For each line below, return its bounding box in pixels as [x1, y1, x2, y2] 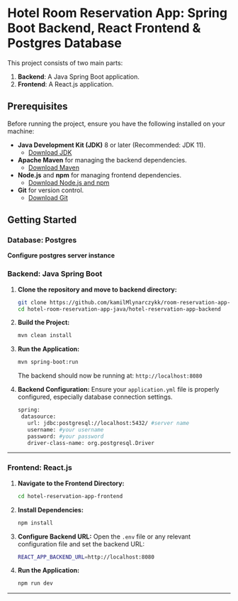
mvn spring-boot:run [17, 358, 79, 366]
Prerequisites [7, 101, 68, 113]
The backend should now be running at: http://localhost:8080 [17, 371, 203, 380]
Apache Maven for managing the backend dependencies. [17, 155, 187, 164]
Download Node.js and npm [28, 178, 110, 187]
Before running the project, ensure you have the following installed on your [7, 119, 225, 128]
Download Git [28, 193, 69, 202]
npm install [17, 519, 53, 526]
